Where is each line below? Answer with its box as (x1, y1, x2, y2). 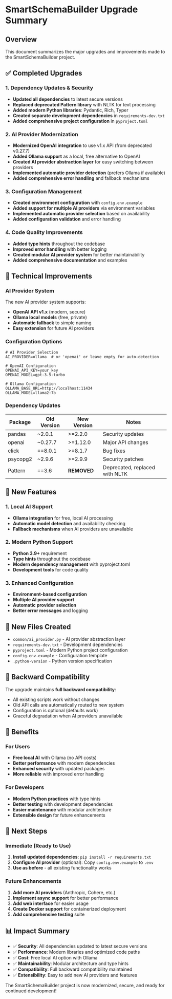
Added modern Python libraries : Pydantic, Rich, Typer (12, 107, 129, 113)
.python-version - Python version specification (12, 658, 113, 664)
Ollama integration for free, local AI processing (12, 515, 113, 521)
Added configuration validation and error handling (12, 216, 121, 222)
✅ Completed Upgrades (5, 69, 82, 78)
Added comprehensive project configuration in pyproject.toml (12, 118, 148, 124)
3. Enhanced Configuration (5, 579, 74, 586)
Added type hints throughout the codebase (12, 240, 105, 247)
